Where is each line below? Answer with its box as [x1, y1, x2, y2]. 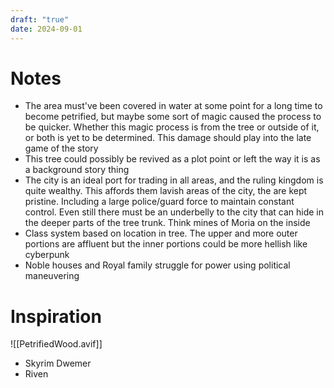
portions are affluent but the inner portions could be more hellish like [24, 238, 308, 250]
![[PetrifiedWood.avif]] [10, 338, 103, 350]
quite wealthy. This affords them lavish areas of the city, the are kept [24, 185, 308, 197]
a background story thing [24, 164, 130, 176]
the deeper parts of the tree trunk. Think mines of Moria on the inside [24, 217, 311, 229]
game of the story [24, 142, 99, 155]
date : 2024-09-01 [10, 24, 83, 34]
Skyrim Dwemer [24, 357, 92, 370]
